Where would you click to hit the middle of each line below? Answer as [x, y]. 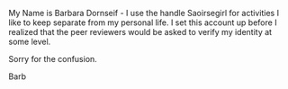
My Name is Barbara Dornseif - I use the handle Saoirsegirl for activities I [144, 13]
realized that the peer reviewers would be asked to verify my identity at [140, 32]
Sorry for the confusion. [53, 59]
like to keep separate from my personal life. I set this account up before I [143, 22]
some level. [30, 41]
